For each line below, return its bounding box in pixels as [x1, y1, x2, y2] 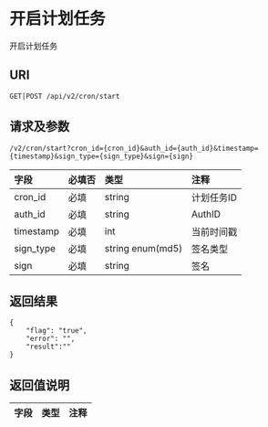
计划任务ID [191, 191, 238, 204]
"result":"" [26, 342, 71, 352]
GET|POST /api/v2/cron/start [9, 91, 120, 101]
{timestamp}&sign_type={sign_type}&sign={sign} [9, 152, 194, 161]
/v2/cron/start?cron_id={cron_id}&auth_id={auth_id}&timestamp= [9, 144, 259, 153]
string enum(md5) [104, 241, 183, 254]
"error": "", [26, 335, 76, 344]
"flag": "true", [26, 326, 88, 336]
